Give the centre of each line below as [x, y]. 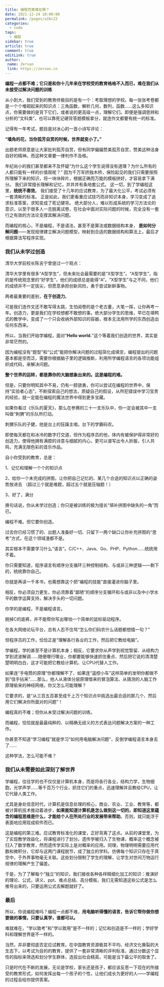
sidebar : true [20, 42]
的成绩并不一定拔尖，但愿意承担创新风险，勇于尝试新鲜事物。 [67, 286]
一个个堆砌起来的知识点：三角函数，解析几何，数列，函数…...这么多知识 [81, 106]
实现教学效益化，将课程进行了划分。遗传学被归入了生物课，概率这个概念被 [84, 839]
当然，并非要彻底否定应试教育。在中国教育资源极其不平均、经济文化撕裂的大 [82, 944]
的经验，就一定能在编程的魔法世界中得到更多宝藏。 [56, 397]
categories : [17, 23]
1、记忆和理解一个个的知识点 [34, 468]
